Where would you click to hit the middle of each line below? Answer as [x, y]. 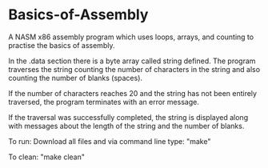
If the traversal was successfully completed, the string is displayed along [128, 117]
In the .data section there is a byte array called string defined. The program [132, 61]
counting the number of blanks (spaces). [75, 78]
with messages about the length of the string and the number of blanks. [126, 126]
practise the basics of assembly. [62, 45]
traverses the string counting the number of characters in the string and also [134, 69]
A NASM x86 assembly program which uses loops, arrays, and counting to [131, 37]
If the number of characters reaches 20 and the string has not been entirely [133, 93]
